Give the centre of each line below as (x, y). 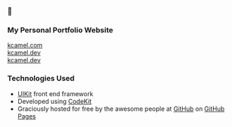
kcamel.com (25, 46)
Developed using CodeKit (54, 101)
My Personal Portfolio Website (60, 29)
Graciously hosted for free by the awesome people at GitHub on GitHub (121, 109)
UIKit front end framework (55, 93)
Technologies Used (41, 79)
